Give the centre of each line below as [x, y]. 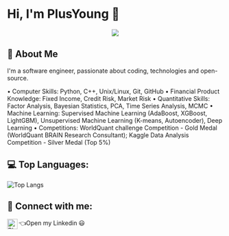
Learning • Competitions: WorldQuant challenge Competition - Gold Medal [112, 128]
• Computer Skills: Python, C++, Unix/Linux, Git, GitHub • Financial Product [113, 91]
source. [18, 78]
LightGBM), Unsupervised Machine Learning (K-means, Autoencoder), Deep [115, 120]
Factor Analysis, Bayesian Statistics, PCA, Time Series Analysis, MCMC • [110, 106]
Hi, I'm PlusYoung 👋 [63, 14]
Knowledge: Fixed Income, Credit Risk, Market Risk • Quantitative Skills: [109, 98]
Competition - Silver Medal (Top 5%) [59, 142]
